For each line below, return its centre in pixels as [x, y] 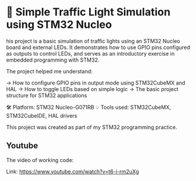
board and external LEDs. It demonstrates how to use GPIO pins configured [98, 47]
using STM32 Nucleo [59, 25]
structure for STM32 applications [47, 95]
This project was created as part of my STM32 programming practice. [92, 127]
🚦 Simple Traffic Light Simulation [88, 12]
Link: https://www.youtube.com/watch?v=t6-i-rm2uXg [73, 172]
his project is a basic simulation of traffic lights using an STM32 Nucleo [93, 41]
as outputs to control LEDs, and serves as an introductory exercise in [91, 53]
